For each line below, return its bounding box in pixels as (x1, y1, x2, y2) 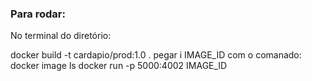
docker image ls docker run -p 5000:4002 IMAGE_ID (10, 60, 228, 72)
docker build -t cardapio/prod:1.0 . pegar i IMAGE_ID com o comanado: (10, 49, 302, 61)
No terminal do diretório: (10, 30, 112, 42)
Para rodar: (10, 7, 66, 21)
